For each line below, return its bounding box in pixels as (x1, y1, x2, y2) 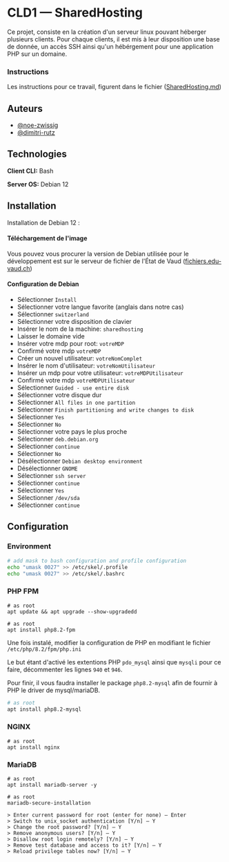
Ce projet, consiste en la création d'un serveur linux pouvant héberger (7, 28, 207, 36)
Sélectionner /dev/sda (17, 494, 81, 502)
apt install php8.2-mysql (7, 706, 81, 713)
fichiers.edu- (185, 257, 222, 265)
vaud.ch (7, 264, 30, 272)
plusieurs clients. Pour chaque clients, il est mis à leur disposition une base (7, 35, 220, 43)
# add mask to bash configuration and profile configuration (7, 557, 187, 564)
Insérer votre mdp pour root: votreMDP (17, 340, 124, 348)
